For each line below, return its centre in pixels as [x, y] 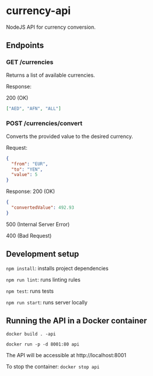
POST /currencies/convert [44, 123]
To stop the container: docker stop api [53, 367]
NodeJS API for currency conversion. [51, 27]
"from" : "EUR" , [30, 164]
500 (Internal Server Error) [38, 224]
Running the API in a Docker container [76, 321]
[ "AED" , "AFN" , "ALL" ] [34, 109]
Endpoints [25, 45]
